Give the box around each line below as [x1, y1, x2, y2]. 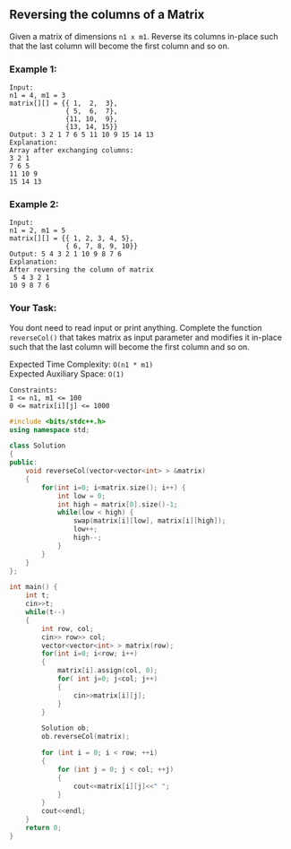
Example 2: [9, 198, 59, 211]
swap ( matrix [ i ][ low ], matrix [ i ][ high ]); [73, 516, 227, 525]
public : [9, 458, 39, 467]
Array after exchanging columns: [9, 146, 134, 155]
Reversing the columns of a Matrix [9, 7, 205, 22]
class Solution [9, 441, 66, 451]
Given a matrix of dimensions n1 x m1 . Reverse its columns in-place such [9, 30, 278, 41]
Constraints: [9, 386, 58, 394]
